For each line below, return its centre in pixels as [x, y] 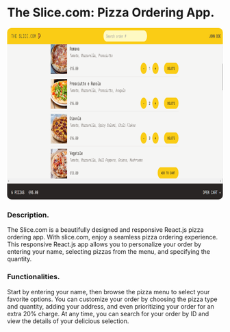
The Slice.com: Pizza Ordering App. [111, 13]
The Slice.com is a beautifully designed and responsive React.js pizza [105, 230]
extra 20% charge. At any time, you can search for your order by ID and [108, 313]
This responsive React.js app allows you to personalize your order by [104, 244]
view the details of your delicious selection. [68, 321]
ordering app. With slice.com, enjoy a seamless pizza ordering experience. [112, 237]
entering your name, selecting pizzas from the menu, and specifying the [109, 252]
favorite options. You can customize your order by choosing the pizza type [112, 299]
